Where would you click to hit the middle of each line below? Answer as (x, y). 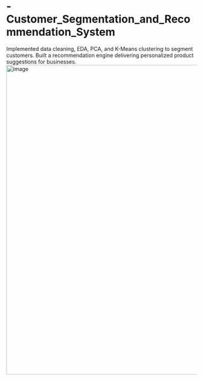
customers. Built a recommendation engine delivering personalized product (100, 55)
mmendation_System (61, 32)
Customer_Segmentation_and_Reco (98, 19)
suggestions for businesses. (41, 61)
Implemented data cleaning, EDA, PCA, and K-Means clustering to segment (100, 48)
